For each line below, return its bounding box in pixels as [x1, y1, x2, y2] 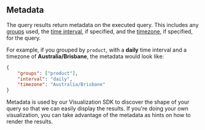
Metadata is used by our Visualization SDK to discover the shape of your [6, 98, 190, 106]
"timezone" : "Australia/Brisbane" [17, 82, 106, 88]
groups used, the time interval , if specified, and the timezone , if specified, [6, 28, 193, 35]
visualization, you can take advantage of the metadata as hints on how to [6, 112, 191, 119]
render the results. [6, 118, 53, 125]
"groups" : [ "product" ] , [17, 70, 79, 76]
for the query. [6, 34, 41, 42]
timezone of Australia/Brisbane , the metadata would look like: [6, 52, 164, 60]
